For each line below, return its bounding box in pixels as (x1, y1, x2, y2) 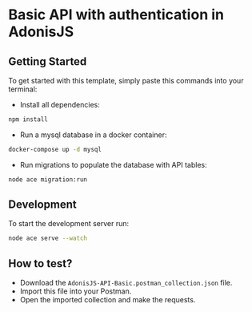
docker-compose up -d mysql (8, 145, 102, 153)
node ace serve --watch (8, 234, 88, 242)
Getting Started (8, 55, 87, 68)
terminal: (8, 84, 38, 94)
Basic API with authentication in (8, 6, 224, 24)
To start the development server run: (8, 219, 130, 229)
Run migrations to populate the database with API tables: (19, 160, 207, 169)
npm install (8, 115, 48, 124)
